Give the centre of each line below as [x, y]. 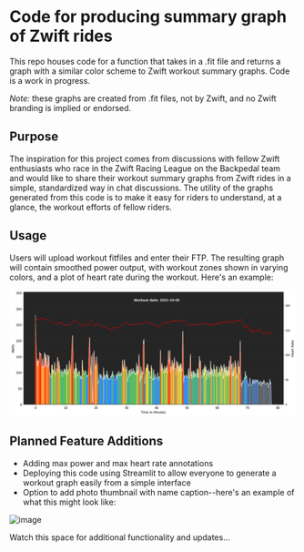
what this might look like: [69, 502]
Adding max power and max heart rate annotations [118, 463]
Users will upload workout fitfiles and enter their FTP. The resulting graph [147, 258]
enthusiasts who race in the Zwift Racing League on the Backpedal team [145, 168]
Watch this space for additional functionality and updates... [120, 537]
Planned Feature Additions [86, 441]
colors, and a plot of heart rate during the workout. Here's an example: [142, 277]
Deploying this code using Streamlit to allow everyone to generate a [149, 473]
